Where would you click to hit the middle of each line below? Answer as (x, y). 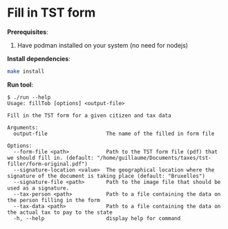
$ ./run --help (29, 97)
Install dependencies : (39, 58)
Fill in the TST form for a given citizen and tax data (89, 116)
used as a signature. (38, 188)
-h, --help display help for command (97, 218)
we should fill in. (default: (51, 158)
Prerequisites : (28, 32)
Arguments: (23, 127)
